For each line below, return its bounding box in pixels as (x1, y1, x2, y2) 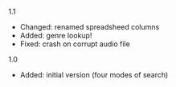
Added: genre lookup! (19, 31, 92, 40)
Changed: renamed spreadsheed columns (19, 22, 160, 31)
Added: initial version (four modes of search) (19, 70, 169, 79)
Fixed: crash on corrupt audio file (19, 39, 130, 49)
